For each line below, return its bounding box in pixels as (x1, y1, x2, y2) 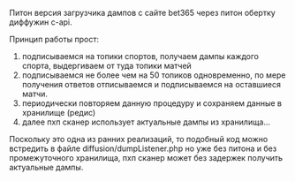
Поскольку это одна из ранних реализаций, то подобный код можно (9, 134, 269, 144)
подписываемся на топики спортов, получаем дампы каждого (21, 51, 259, 61)
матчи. (21, 88, 49, 99)
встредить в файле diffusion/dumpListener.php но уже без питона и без (9, 143, 277, 154)
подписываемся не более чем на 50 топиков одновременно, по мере (21, 70, 286, 80)
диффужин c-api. (9, 17, 72, 27)
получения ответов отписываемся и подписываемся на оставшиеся (21, 79, 281, 89)
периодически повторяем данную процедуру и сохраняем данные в (21, 98, 283, 109)
